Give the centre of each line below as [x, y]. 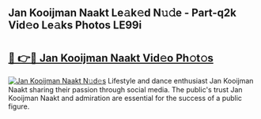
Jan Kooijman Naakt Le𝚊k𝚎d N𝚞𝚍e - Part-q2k [123, 13]
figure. [19, 106]
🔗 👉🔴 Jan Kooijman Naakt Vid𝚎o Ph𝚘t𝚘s [111, 58]
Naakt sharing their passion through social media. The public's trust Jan [125, 89]
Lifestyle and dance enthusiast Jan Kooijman [181, 81]
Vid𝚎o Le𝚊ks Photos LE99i [75, 26]
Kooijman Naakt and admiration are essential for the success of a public [125, 98]
